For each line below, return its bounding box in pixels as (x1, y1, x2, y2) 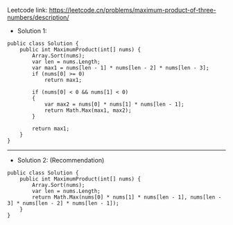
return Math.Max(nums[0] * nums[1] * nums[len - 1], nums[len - (32, 194, 222, 201)
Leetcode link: (7, 6, 48, 14)
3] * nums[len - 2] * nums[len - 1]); (7, 200, 119, 207)
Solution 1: (17, 27, 47, 35)
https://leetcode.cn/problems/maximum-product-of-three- (49, 6, 216, 14)
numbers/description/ (7, 13, 69, 22)
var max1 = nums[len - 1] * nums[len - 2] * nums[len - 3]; (32, 65, 209, 72)
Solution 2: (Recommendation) (17, 156, 105, 164)
